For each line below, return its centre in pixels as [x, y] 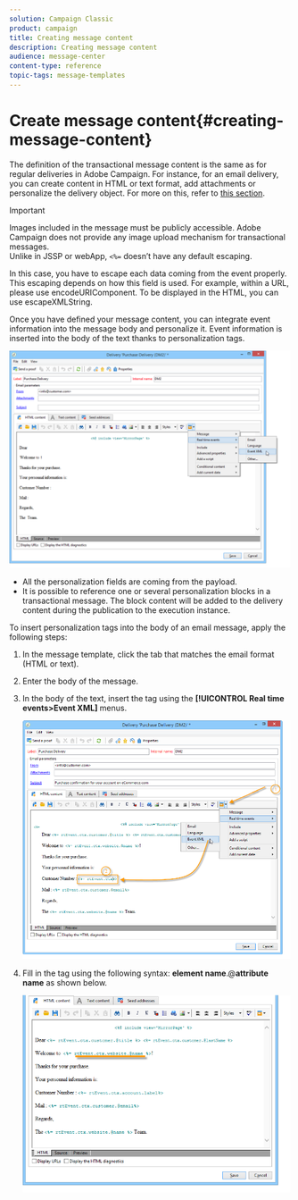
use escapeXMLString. [51, 302]
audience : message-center [57, 57]
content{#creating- [210, 121]
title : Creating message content [71, 38]
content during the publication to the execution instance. [126, 610]
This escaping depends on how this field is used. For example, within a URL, [149, 282]
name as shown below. [65, 982]
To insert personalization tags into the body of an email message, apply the [148, 627]
